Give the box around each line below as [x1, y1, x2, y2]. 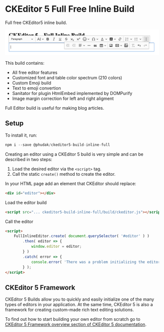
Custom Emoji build [12, 80, 51, 86]
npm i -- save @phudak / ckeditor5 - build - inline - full [5, 142, 110, 147]
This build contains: [5, 60, 45, 66]
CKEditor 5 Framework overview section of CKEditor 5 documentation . [5, 322, 147, 328]
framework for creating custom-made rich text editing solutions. [5, 307, 134, 313]
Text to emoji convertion [12, 85, 61, 91]
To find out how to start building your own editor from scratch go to [5, 316, 141, 322]
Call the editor [5, 218, 33, 224]
